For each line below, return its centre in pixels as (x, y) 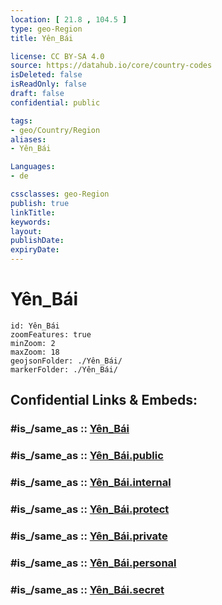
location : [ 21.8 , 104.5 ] (69, 19)
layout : (26, 231)
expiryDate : (35, 250)
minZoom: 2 (33, 343)
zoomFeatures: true (51, 334)
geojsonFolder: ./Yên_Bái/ (66, 361)
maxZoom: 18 (35, 352)
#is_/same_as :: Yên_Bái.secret (87, 589)
